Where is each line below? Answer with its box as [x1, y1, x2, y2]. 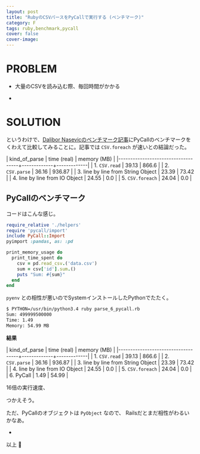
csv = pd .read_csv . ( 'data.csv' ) [17, 260, 97, 266]
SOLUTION [6, 116, 61, 129]
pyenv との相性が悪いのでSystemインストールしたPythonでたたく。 [6, 294, 172, 301]
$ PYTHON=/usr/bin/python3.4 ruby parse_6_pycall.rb [6, 306, 140, 312]
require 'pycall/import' [6, 227, 68, 233]
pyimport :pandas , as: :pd [6, 239, 73, 245]
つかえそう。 [6, 396, 38, 403]
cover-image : [6, 36, 39, 42]
